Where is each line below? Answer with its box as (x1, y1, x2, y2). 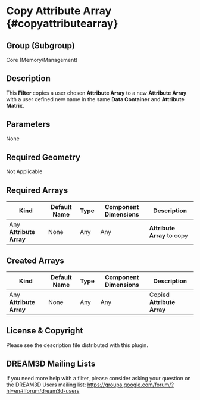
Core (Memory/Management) (6, 57, 78, 63)
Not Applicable (6, 168, 43, 175)
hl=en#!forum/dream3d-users (6, 387, 80, 394)
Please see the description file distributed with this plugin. (6, 341, 149, 349)
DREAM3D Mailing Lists (6, 359, 96, 369)
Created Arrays (6, 255, 64, 265)
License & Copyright (6, 326, 83, 336)
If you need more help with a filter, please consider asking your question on (6, 374, 192, 382)
